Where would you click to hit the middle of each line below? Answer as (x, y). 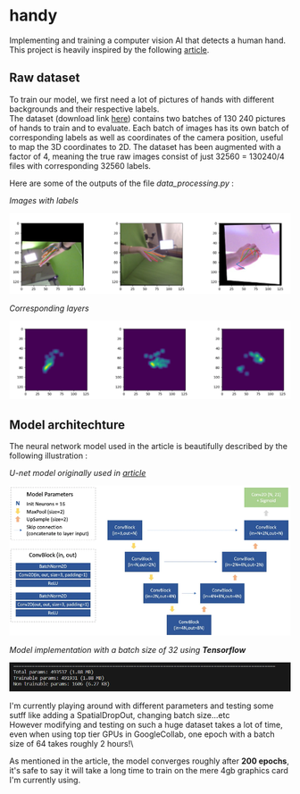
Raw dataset (45, 78)
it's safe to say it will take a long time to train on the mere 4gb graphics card (149, 770)
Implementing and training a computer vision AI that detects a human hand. (147, 40)
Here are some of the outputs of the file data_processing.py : (122, 183)
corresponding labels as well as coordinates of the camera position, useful (146, 137)
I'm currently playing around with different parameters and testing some (142, 706)
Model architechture (67, 425)
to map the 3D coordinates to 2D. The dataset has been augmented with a (145, 146)
